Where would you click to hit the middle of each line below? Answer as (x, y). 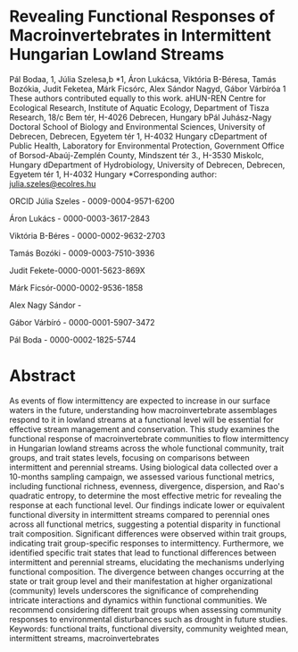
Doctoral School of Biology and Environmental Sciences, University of (137, 126)
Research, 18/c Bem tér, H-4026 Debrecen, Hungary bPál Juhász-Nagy (141, 117)
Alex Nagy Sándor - (46, 305)
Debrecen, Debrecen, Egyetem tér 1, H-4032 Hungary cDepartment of (138, 136)
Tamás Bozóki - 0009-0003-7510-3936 (82, 253)
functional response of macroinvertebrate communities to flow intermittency (149, 438)
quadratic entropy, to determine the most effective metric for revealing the (146, 495)
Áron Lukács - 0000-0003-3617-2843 (79, 218)
